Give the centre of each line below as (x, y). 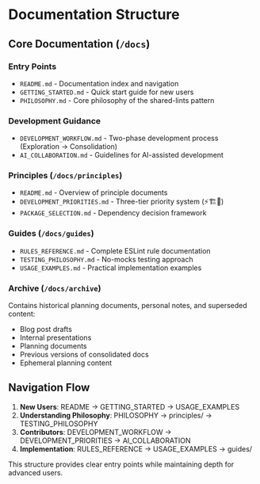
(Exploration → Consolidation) (68, 147)
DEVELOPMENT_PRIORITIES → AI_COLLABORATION (105, 440)
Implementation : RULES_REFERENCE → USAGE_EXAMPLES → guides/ (136, 448)
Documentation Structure (94, 15)
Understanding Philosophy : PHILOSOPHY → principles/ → (116, 415)
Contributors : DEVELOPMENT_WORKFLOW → (96, 432)
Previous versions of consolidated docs (84, 355)
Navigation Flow (49, 388)
